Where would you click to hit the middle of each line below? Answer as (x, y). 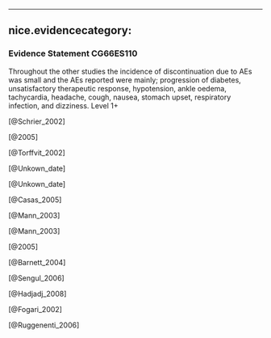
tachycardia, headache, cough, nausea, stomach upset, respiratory (120, 97)
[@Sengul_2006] (36, 278)
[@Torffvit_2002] (37, 152)
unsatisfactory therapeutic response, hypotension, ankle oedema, (118, 88)
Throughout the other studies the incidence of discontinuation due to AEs (130, 71)
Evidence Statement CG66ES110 (73, 53)
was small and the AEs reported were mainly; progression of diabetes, (125, 80)
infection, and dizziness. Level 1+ (63, 105)
